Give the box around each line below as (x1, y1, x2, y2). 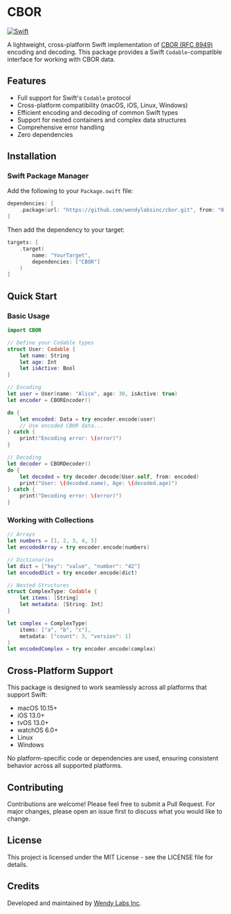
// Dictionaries (7, 556, 54, 563)
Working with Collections (7, 515, 95, 524)
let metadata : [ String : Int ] (19, 601, 104, 608)
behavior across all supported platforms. (7, 762, 123, 770)
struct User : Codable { (7, 345, 76, 353)
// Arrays (7, 531, 36, 538)
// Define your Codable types (7, 339, 95, 346)
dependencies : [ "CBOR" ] (32, 258, 100, 265)
